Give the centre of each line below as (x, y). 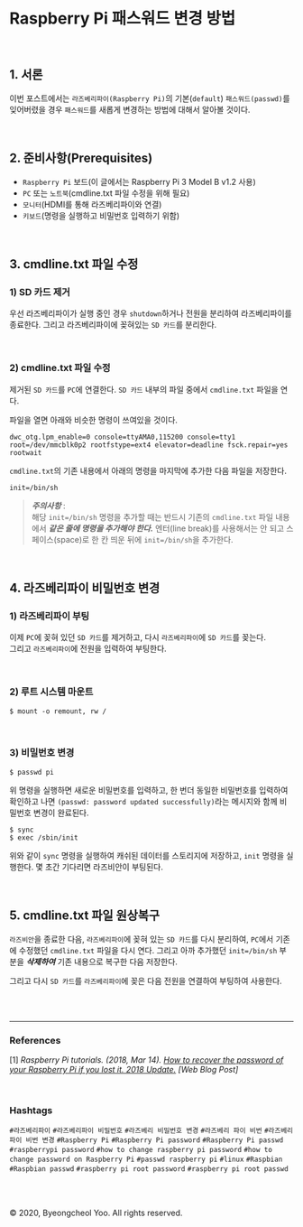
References (35, 1040)
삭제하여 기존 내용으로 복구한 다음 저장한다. (102, 962)
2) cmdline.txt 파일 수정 (60, 368)
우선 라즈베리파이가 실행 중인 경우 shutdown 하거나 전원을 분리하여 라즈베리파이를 (151, 313)
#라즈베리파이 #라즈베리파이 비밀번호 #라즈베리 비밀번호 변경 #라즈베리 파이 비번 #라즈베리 (151, 1131)
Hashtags (31, 1110)
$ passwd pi (32, 772)
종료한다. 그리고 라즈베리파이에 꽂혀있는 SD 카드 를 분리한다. (113, 325)
